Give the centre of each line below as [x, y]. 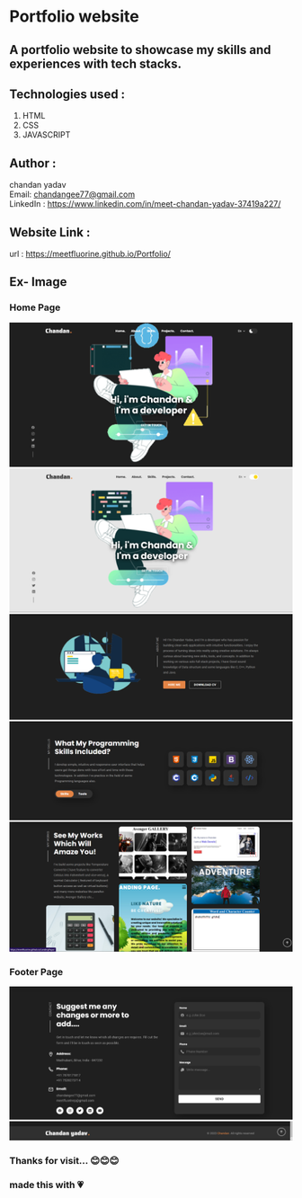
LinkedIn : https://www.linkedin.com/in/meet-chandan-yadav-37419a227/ [145, 204]
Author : [33, 163]
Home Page [35, 307]
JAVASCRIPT [46, 135]
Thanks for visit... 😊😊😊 [64, 1160]
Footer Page [36, 972]
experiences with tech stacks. [96, 63]
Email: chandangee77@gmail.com [72, 194]
